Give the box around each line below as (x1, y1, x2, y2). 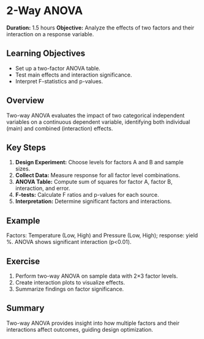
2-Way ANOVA (6, 4, 83, 18)
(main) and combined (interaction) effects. (6, 124, 113, 132)
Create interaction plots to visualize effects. (15, 279, 126, 286)
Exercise (6, 256, 40, 267)
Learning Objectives (6, 48, 86, 59)
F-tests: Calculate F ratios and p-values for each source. (15, 191, 159, 199)
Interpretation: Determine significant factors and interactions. (15, 197, 172, 205)
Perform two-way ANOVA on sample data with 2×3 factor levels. (15, 272, 178, 280)
